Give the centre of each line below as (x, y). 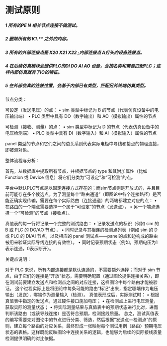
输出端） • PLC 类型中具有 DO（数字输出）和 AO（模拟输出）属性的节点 (83, 116)
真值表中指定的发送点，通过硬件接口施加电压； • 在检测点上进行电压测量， (82, 301)
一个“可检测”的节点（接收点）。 (41, 213)
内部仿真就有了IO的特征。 (36, 72)
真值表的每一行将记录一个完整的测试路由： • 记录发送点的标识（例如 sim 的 (82, 223)
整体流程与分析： (23, 160)
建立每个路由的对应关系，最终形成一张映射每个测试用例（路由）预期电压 (88, 326)
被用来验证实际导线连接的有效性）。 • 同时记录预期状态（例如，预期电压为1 (82, 242)
